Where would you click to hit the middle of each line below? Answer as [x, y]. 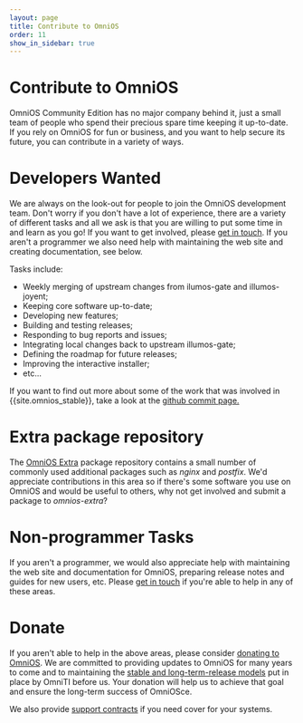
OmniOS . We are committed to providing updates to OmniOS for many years [151, 662]
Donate [37, 628]
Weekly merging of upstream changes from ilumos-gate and [135, 287]
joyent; [35, 296]
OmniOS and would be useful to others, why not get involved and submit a [148, 491]
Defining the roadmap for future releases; [100, 354]
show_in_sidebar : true [52, 43]
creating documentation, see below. [76, 252]
